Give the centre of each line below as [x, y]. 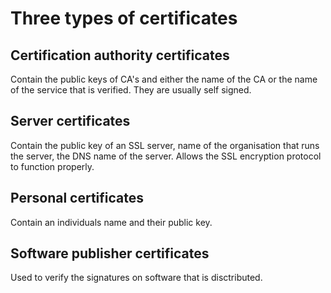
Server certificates [70, 121]
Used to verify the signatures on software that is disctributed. [136, 278]
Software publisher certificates [110, 253]
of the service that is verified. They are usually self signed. [131, 90]
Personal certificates [77, 198]
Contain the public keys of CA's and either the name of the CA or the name [164, 79]
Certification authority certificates [120, 55]
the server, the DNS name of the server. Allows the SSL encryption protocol [166, 156]
